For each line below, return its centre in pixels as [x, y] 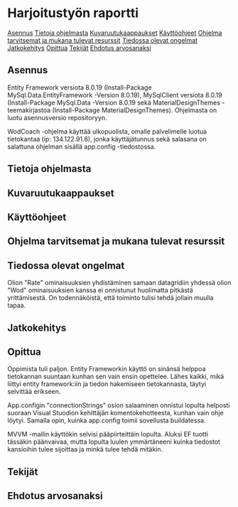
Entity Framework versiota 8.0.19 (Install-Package [80, 87]
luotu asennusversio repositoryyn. [57, 117]
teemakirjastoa [29, 110]
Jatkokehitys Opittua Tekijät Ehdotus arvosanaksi [79, 48]
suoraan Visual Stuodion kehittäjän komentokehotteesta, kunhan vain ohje [115, 413]
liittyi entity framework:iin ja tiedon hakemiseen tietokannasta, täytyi [107, 384]
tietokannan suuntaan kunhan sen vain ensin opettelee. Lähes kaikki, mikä [116, 377]
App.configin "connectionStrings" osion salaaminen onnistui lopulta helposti [119, 405]
